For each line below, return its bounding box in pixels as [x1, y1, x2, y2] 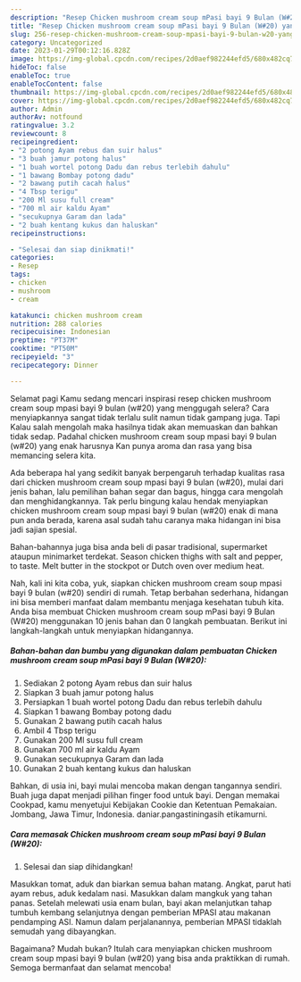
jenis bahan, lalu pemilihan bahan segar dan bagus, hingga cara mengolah [10, 486, 284, 496]
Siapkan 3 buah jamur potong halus [22, 687, 155, 697]
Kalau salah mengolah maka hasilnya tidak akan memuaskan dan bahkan [10, 421, 279, 432]
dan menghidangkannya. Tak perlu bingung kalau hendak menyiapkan [10, 495, 269, 506]
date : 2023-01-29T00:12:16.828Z [10, 46, 130, 55]
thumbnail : [10, 87, 51, 96]
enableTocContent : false [10, 79, 103, 88]
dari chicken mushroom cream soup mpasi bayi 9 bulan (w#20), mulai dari [10, 477, 284, 487]
